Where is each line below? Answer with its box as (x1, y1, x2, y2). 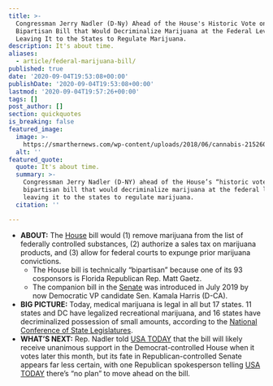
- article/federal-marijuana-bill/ (15, 58, 136, 66)
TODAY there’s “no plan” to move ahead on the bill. (19, 368, 191, 378)
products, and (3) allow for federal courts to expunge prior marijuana (19, 247, 251, 257)
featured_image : (8, 125, 63, 133)
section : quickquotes (8, 111, 82, 119)
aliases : (8, 50, 38, 58)
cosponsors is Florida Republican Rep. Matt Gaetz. (32, 273, 202, 283)
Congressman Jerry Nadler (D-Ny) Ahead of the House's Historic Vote (15, 20, 256, 28)
